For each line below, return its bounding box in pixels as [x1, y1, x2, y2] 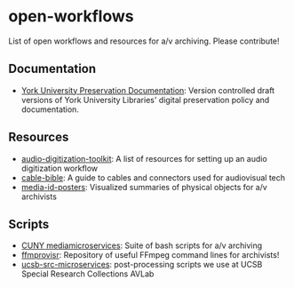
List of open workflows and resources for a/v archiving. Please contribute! [8, 36, 281, 46]
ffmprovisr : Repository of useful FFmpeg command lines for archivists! [20, 250, 280, 260]
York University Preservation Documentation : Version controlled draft [20, 84, 275, 95]
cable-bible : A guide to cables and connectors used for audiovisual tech [20, 172, 286, 183]
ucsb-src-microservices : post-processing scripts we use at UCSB [20, 260, 263, 270]
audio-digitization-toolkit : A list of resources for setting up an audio [20, 153, 267, 164]
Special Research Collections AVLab [20, 268, 155, 279]
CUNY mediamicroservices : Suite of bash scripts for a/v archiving [20, 240, 263, 251]
